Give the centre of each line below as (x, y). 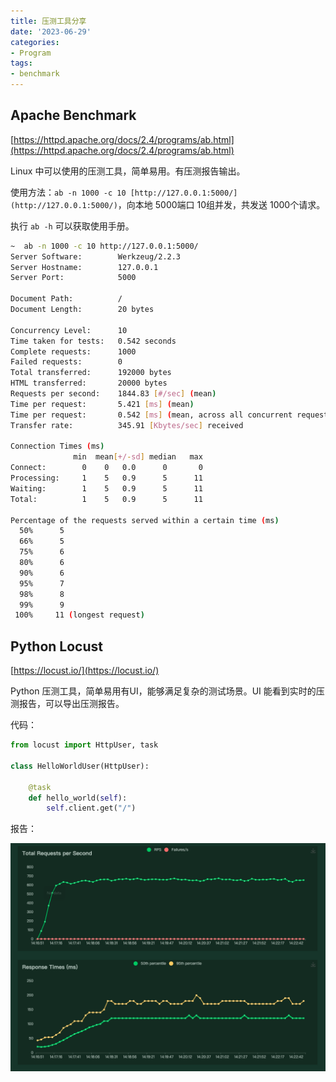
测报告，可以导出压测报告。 (67, 704)
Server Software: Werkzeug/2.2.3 (96, 256)
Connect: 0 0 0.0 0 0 (106, 468)
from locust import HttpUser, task (84, 745)
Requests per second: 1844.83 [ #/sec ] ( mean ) (113, 394)
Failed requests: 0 (66, 362)
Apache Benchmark (73, 115)
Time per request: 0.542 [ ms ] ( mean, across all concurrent (151, 415)
